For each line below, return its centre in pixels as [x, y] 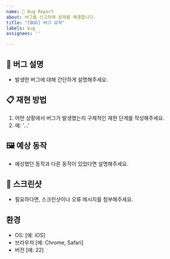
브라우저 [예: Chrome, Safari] [49, 242]
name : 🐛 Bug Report [30, 12]
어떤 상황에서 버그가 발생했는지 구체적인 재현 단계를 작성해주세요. [89, 118]
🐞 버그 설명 [25, 64]
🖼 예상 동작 [27, 146]
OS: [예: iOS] [30, 235]
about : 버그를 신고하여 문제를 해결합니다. [51, 17]
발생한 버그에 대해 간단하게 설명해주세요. [61, 79]
